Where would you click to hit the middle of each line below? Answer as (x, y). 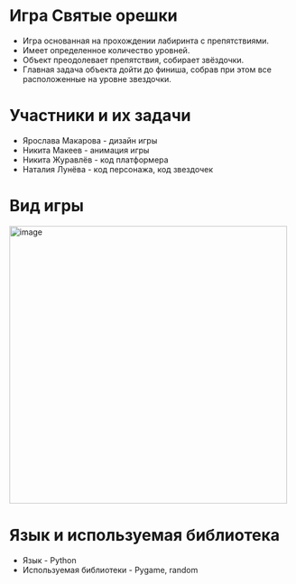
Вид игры (46, 206)
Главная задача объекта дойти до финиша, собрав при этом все (147, 70)
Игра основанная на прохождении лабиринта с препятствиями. (145, 41)
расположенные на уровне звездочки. (97, 79)
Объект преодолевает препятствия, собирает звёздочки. (133, 60)
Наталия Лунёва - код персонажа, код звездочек (118, 169)
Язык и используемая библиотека (145, 535)
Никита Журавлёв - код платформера (95, 160)
